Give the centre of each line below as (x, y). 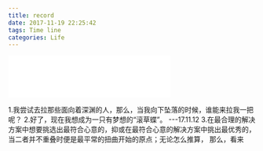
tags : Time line (35, 30)
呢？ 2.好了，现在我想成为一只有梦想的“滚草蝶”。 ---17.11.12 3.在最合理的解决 (132, 120)
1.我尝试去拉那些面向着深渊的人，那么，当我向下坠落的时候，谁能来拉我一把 (131, 110)
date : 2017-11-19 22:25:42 (52, 23)
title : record (31, 15)
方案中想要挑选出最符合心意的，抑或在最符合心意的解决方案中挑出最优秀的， (132, 130)
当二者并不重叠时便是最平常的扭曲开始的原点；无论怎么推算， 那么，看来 (126, 139)
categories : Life (37, 37)
